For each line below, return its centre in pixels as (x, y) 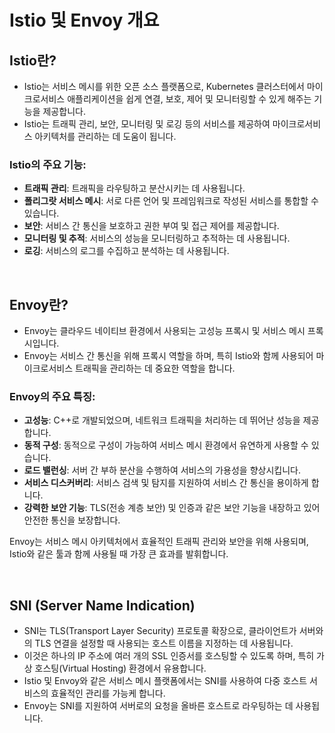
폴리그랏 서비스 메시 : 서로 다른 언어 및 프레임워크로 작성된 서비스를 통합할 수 (171, 201)
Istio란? (33, 60)
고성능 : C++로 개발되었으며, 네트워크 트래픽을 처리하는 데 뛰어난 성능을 (162, 420)
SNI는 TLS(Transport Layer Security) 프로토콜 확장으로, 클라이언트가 (160, 631)
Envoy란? (39, 304)
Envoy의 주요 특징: (52, 397)
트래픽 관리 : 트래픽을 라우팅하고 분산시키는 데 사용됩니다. (134, 188)
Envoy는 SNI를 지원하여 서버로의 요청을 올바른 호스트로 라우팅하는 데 (158, 706)
